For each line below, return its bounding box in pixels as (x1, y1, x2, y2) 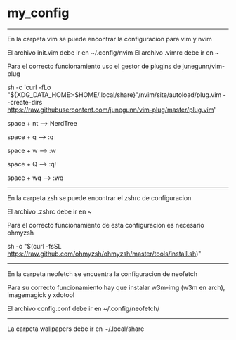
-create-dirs (7, 98, 43, 106)
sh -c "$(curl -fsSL (7, 242, 62, 250)
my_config (7, 5, 70, 21)
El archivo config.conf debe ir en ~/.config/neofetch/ (7, 304, 160, 313)
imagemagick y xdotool (7, 290, 75, 299)
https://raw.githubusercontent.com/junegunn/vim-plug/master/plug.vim (7, 105, 214, 114)
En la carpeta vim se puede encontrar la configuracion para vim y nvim (7, 34, 213, 43)
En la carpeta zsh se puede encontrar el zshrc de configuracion (7, 193, 192, 202)
